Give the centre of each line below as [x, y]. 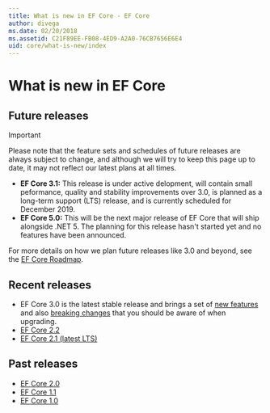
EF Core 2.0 [40, 383]
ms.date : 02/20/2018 [43, 31]
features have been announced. [73, 235]
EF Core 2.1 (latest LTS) [59, 338]
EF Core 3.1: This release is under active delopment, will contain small [136, 183]
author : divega [34, 23]
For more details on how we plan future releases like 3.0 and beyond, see [130, 251]
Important [25, 135]
